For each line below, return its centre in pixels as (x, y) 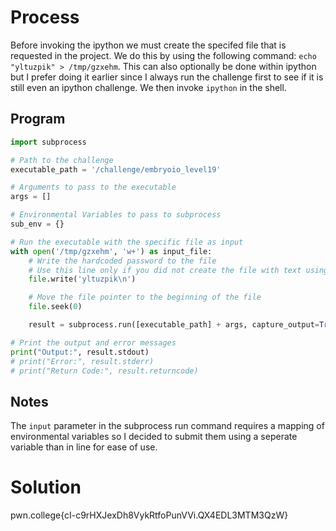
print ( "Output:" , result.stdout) (80, 352)
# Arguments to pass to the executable (93, 187)
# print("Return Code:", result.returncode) (104, 371)
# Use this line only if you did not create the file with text (165, 270)
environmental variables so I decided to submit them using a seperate (154, 437)
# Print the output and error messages (93, 342)
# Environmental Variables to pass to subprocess (116, 215)
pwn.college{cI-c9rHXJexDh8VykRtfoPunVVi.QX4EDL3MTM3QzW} (149, 515)
